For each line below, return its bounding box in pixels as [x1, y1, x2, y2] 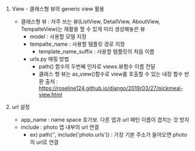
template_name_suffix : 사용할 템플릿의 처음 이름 [38, 48, 155, 55]
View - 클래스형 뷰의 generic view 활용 [11, 5, 105, 12]
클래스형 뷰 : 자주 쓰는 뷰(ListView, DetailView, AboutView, [20, 18, 160, 25]
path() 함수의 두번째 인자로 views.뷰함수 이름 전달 [38, 63, 156, 70]
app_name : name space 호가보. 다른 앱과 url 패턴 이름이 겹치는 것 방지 [20, 116, 190, 123]
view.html [38, 91, 63, 98]
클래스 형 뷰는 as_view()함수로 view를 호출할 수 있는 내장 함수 [38, 71, 184, 77]
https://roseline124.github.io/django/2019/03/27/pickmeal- [38, 84, 184, 92]
